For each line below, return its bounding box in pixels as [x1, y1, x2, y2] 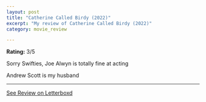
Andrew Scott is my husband [6, 71, 80, 79]
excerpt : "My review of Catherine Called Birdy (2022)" [6, 20, 152, 26]
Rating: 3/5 [6, 48, 36, 56]
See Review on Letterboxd [6, 89, 73, 97]
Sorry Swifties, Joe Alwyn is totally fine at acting [6, 60, 129, 67]
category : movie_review [6, 26, 67, 32]
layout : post [6, 9, 40, 15]
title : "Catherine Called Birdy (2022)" [6, 15, 112, 21]
